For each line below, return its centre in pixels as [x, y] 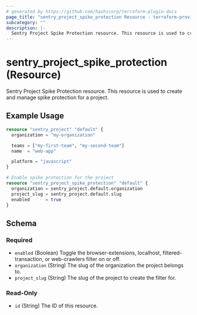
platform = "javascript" [42, 162]
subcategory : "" [26, 22]
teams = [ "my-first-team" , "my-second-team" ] [68, 145]
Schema [21, 223]
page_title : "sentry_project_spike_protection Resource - [78, 17]
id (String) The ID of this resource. [56, 306]
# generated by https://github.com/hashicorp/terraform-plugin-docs [91, 11]
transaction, [29, 259]
